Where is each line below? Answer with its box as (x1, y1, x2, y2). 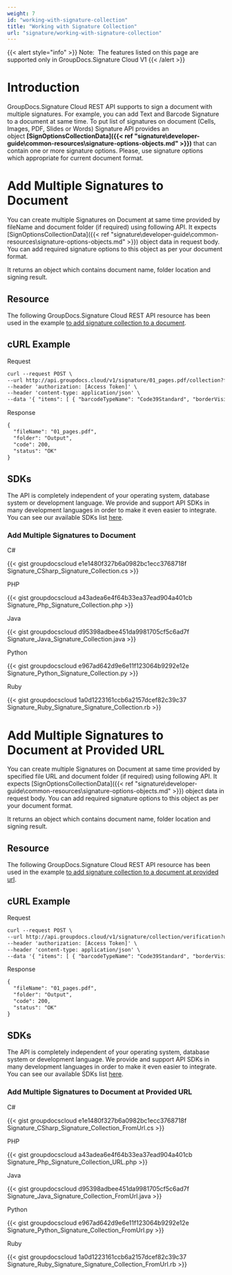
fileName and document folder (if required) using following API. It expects (7, 223, 217, 231)
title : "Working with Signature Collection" (7, 23, 137, 30)
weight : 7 (7, 10, 36, 17)
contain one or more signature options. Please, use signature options (7, 146, 204, 155)
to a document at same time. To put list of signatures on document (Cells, (7, 117, 216, 126)
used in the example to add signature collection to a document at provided (7, 868, 219, 877)
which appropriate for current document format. (7, 154, 144, 162)
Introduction (7, 80, 80, 95)
